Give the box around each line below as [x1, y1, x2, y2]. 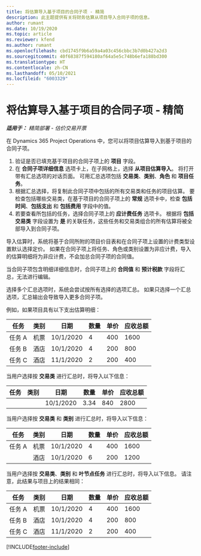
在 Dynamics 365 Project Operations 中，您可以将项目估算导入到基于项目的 [6, 137, 192, 145]
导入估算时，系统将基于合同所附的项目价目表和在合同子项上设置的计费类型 [6, 238, 190, 245]
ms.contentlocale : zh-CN [6, 64, 68, 71]
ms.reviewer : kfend [6, 37, 55, 43]
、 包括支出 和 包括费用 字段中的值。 [25, 202, 114, 210]
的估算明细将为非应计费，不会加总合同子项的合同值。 [6, 253, 138, 260]
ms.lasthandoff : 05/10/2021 [6, 70, 77, 76]
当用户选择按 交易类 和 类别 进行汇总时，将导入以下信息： [6, 415, 148, 422]
